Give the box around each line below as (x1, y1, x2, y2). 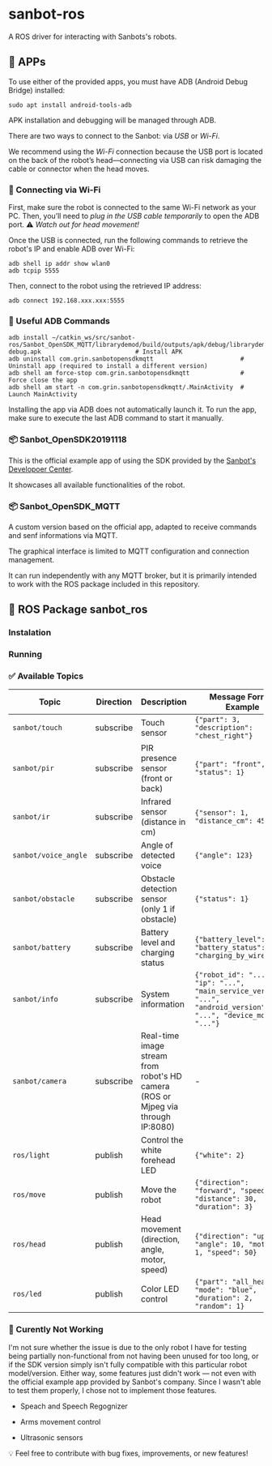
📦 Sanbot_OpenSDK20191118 (8, 434, 127, 446)
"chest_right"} (194, 731, 253, 741)
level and (140, 937, 176, 948)
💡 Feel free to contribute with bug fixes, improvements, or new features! (8, 1448, 249, 1458)
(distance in (140, 816, 186, 827)
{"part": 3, (194, 715, 241, 724)
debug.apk (8, 348, 42, 357)
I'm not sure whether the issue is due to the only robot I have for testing (8, 1342, 247, 1352)
